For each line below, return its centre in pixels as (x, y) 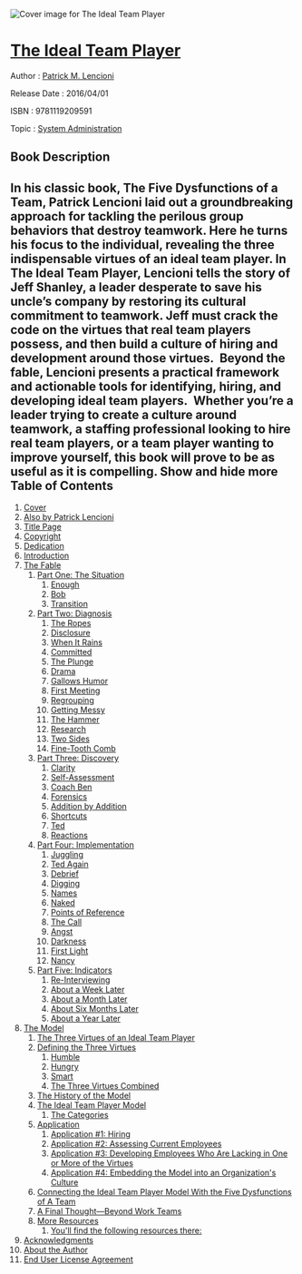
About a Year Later (86, 1019)
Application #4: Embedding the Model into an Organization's (163, 1173)
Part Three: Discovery (78, 759)
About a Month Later (89, 999)
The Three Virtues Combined (105, 1086)
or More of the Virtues (92, 1163)
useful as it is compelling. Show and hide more (144, 471)
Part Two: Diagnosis (74, 613)
